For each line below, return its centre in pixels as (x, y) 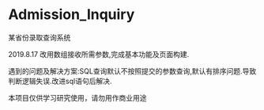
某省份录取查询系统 (40, 37)
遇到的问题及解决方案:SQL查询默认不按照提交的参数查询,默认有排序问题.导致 (132, 71)
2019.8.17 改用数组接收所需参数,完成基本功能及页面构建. (99, 54)
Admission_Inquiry (72, 15)
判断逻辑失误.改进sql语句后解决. (60, 81)
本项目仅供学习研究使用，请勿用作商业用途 (77, 97)
